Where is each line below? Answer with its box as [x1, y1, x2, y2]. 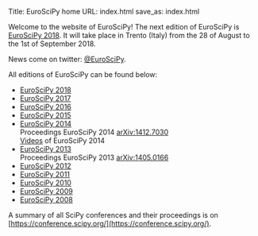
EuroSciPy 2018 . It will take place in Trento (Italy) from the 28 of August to [8, 31, 250, 40]
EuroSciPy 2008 [19, 195, 73, 204]
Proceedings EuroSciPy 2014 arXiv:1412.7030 [19, 127, 169, 137]
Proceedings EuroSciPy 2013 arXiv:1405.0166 [19, 153, 169, 162]
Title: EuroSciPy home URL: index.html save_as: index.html [8, 7, 200, 16]
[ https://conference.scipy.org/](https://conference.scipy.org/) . [8, 219, 212, 228]
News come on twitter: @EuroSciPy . [8, 55, 126, 64]
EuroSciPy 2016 [19, 103, 71, 111]
